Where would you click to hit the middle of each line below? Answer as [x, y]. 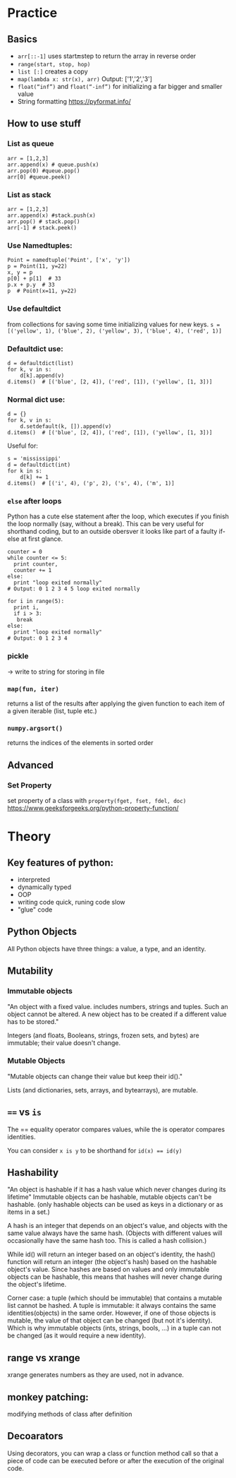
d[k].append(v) [42, 376]
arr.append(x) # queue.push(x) [53, 165]
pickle [18, 656]
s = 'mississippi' [34, 459]
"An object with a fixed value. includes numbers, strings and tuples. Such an [118, 1006]
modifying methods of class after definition [70, 1414]
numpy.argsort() [35, 728]
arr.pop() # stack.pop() [44, 221]
